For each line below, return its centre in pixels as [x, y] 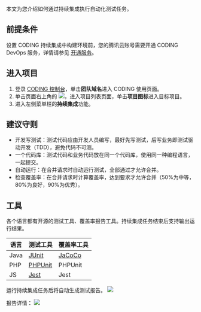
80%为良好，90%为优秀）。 [49, 185]
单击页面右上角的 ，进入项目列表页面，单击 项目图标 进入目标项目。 [100, 96]
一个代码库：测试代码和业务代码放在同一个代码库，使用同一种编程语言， [104, 155]
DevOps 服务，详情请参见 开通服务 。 [52, 52]
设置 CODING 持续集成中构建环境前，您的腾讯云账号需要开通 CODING [92, 45]
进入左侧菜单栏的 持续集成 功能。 [54, 104]
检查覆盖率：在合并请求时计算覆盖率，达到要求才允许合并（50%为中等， [104, 177]
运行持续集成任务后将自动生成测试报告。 [56, 290]
